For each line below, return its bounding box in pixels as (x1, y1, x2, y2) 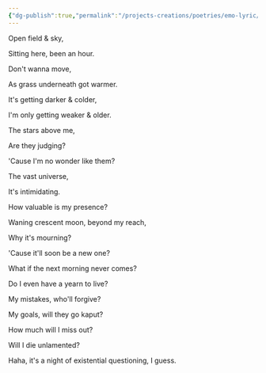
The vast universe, (8, 171, 69, 181)
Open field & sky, (8, 33, 64, 43)
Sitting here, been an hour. (8, 48, 95, 58)
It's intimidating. (8, 187, 61, 196)
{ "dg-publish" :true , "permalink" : (8, 11, 119, 20)
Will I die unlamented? (8, 340, 81, 349)
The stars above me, (8, 125, 75, 135)
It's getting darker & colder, (8, 94, 97, 104)
